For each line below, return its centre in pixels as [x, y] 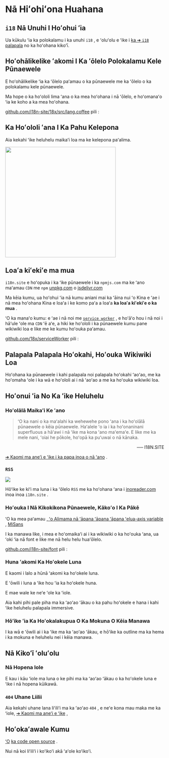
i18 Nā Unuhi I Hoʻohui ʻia [45, 28]
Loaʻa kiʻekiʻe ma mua [40, 270]
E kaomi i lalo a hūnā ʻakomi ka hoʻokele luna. [52, 573]
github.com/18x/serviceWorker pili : [42, 339]
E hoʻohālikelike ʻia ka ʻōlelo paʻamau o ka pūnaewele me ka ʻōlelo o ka [78, 81]
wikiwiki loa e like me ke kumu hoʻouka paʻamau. [56, 329]
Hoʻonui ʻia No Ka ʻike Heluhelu [54, 396]
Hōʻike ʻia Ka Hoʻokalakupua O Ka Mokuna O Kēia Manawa [78, 621]
